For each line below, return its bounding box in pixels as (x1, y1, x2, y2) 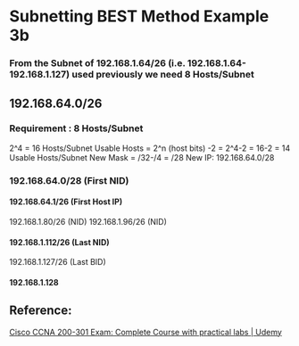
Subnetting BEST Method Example (9, 6, 270, 27)
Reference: (9, 303, 72, 318)
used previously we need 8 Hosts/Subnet (71, 69, 254, 81)
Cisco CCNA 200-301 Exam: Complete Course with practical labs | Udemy (9, 326, 283, 337)
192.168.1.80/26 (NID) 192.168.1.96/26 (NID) (9, 216, 168, 227)
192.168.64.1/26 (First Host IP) (9, 196, 123, 207)
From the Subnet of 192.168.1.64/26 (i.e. (9, 57, 186, 70)
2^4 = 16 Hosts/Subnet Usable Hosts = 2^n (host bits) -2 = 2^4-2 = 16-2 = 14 (9, 143, 291, 153)
